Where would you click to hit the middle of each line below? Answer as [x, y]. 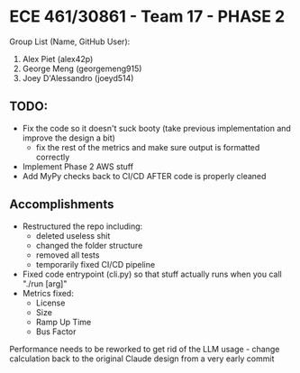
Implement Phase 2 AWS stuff [77, 166]
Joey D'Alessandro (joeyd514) [78, 77]
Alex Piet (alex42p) [58, 59]
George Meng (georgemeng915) [82, 68]
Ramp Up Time [64, 322]
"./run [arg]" [45, 283]
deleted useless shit [73, 235]
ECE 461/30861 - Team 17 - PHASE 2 [147, 17]
